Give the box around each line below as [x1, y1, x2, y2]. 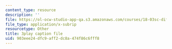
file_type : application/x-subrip [5, 21, 77, 27]
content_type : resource [5, 7, 56, 13]
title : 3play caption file [5, 31, 63, 36]
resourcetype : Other [5, 27, 50, 32]
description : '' [5, 12, 40, 17]
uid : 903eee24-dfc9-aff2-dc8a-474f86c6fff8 [5, 36, 100, 41]
